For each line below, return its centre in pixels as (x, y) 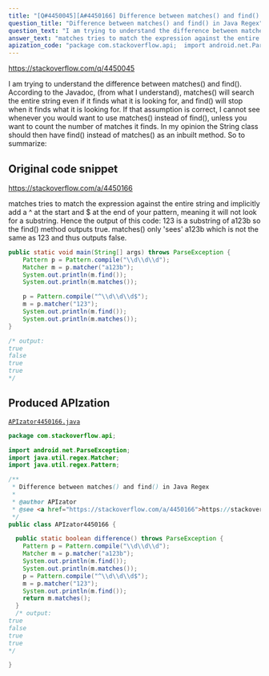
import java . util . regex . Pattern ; (64, 465)
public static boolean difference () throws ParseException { (120, 539)
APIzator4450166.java (44, 422)
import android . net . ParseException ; (69, 450)
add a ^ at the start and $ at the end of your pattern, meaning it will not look (133, 212)
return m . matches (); (57, 598)
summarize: (28, 144)
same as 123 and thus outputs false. (68, 237)
